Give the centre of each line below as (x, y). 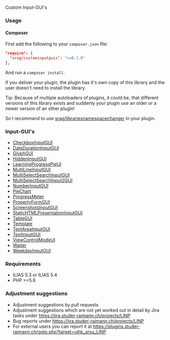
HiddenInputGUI (30, 159)
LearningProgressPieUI (37, 164)
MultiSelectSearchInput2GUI (42, 181)
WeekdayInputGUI (32, 251)
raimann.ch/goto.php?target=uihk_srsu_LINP (59, 332)
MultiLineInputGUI (32, 169)
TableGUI (22, 218)
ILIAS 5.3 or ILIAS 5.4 (35, 275)
